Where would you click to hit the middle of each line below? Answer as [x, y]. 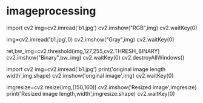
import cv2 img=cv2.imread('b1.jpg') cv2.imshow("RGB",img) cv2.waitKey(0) [102, 28]
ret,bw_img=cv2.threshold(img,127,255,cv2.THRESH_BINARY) [83, 51]
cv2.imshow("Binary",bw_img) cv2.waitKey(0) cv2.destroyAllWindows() [95, 57]
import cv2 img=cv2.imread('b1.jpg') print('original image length [86, 69]
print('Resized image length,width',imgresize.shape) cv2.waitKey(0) [91, 93]
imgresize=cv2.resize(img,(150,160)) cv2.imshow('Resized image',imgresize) [101, 87]
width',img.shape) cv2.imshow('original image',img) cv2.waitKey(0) [90, 75]
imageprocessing [51, 11]
